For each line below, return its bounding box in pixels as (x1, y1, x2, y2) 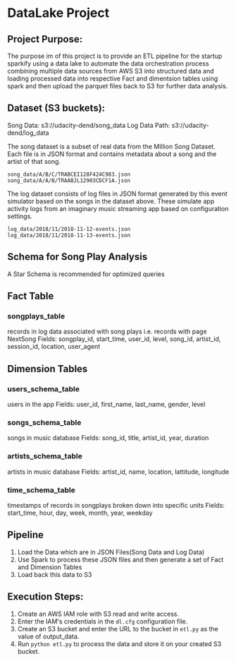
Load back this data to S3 (17, 570, 92, 578)
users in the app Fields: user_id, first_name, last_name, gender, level (7, 400, 206, 408)
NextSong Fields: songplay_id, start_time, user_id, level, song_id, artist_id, (7, 335, 221, 343)
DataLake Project (7, 5, 110, 21)
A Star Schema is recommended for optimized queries (7, 270, 165, 278)
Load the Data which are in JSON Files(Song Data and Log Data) (17, 547, 205, 556)
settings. (7, 212, 33, 220)
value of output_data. (17, 632, 80, 641)
